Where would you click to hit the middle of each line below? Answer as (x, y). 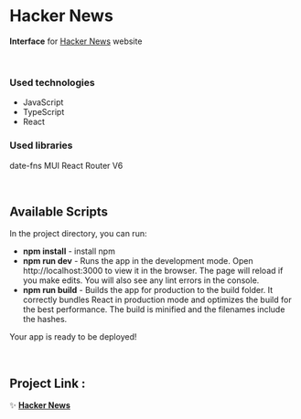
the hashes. (45, 319)
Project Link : (48, 383)
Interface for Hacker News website (76, 41)
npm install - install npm (69, 251)
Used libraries (41, 145)
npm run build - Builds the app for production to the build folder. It (148, 290)
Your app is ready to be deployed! (73, 337)
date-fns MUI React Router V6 (66, 165)
